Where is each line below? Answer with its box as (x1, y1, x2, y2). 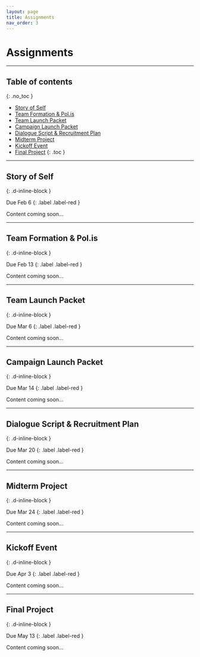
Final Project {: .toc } (14, 149, 65, 156)
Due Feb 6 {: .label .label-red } (6, 198, 80, 206)
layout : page (6, 8, 39, 15)
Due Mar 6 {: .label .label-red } (6, 323, 81, 330)
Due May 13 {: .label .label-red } (6, 632, 84, 639)
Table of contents (6, 76, 73, 87)
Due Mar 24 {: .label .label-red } (6, 508, 85, 515)
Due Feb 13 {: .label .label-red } (6, 260, 82, 268)
